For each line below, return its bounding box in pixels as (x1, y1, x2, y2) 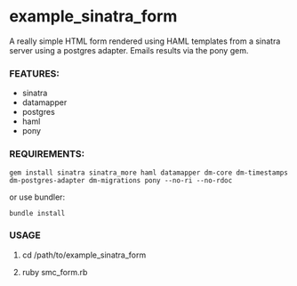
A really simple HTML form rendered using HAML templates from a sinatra (9, 36, 281, 46)
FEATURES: (9, 67, 60, 79)
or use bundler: (9, 192, 65, 202)
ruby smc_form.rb (21, 266, 88, 277)
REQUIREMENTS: (9, 148, 85, 160)
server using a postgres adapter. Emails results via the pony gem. (9, 45, 249, 55)
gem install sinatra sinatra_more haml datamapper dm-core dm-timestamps (9, 168, 289, 177)
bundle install (9, 208, 66, 217)
